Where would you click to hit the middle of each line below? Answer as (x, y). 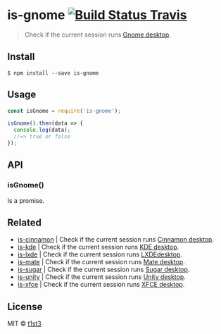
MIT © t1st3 (25, 323)
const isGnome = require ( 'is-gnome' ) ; (64, 111)
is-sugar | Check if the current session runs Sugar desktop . (103, 270)
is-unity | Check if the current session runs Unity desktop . (102, 277)
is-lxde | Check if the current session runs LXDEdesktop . (100, 254)
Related (25, 223)
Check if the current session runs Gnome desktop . (97, 35)
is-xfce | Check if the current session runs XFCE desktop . (101, 285)
